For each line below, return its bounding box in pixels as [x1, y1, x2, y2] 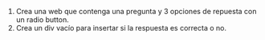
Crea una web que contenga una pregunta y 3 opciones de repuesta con [15, 7, 257, 16]
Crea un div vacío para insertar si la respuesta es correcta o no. [15, 24, 227, 32]
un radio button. [15, 15, 70, 24]
